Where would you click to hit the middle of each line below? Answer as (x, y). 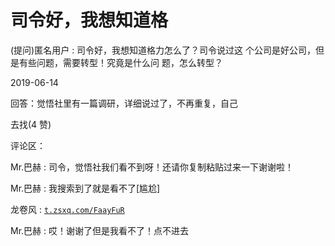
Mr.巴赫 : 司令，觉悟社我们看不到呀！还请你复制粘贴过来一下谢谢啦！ (152, 167)
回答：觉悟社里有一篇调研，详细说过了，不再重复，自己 (124, 103)
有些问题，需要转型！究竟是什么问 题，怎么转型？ (120, 62)
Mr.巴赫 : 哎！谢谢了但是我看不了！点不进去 (99, 230)
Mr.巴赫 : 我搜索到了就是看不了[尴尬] (85, 188)
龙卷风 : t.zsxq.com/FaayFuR (67, 209)
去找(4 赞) (31, 124)
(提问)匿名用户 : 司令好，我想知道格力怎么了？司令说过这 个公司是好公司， (163, 50)
